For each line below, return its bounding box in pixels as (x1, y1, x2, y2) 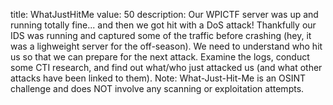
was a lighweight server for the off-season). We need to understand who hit (10, 40, 323, 52)
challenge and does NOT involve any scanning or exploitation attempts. (10, 83, 305, 94)
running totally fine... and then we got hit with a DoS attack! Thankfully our (10, 19, 317, 31)
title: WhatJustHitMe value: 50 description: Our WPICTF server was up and (10, 9, 319, 20)
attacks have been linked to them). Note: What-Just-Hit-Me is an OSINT (10, 72, 307, 84)
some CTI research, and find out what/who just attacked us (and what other (10, 62, 323, 73)
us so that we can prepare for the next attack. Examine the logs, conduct (10, 51, 310, 63)
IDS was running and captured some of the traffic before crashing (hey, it (10, 30, 312, 41)
